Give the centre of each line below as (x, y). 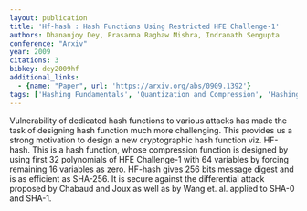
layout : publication (49, 18)
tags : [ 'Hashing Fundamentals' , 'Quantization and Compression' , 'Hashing (155, 94)
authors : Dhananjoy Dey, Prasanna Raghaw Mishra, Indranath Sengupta (145, 35)
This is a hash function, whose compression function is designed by (160, 149)
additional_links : (44, 78)
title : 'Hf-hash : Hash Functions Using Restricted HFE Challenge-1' (145, 26)
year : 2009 (30, 52)
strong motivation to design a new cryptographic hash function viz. (136, 140)
